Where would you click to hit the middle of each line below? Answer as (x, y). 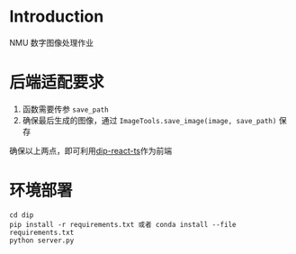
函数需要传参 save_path (66, 109)
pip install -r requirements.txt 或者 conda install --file (123, 224)
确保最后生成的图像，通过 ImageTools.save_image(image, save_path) (149, 120)
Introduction (57, 17)
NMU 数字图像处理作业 (52, 42)
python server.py (42, 240)
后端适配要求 (57, 82)
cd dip (22, 215)
